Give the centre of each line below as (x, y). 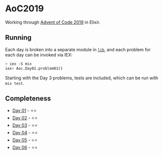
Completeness (28, 98)
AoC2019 (24, 9)
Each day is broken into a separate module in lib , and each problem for (78, 49)
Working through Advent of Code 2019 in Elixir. (53, 22)
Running (19, 38)
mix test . (15, 83)
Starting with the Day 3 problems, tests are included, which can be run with (82, 78)
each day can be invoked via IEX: (39, 55)
